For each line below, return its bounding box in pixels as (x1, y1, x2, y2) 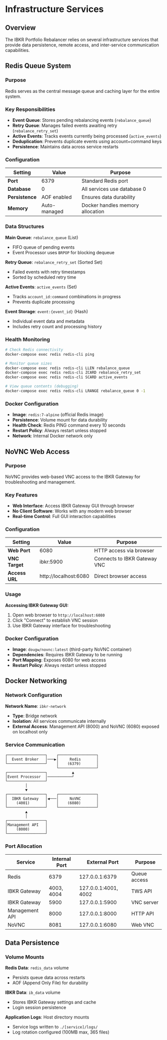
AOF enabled (41, 194, 72, 201)
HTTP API (131, 910, 154, 917)
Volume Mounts (5, 953, 45, 960)
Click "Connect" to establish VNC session (12, 617, 98, 623)
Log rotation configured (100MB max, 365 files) (12, 1029, 110, 1035)
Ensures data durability (81, 194, 136, 201)
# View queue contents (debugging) (5, 384, 79, 389)
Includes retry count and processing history (12, 323, 102, 329)
